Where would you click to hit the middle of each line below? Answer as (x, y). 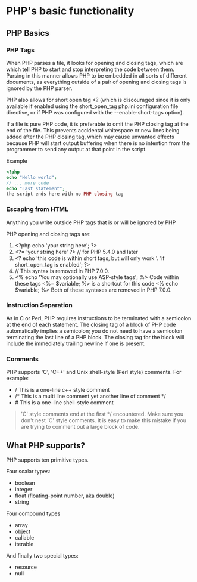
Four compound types (33, 513)
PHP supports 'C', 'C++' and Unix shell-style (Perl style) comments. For (94, 372)
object (23, 531)
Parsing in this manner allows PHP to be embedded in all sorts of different (97, 75)
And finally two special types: (42, 555)
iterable (24, 544)
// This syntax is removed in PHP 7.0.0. (62, 271)
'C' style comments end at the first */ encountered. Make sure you (102, 414)
